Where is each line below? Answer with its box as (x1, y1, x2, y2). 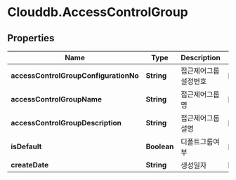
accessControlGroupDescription (11, 118, 122, 127)
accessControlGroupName (11, 95, 102, 104)
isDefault (11, 141, 42, 151)
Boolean (145, 141, 174, 151)
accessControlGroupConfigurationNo (11, 71, 139, 81)
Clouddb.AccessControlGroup (7, 4, 188, 20)
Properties (7, 32, 55, 44)
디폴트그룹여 (180, 137, 220, 146)
